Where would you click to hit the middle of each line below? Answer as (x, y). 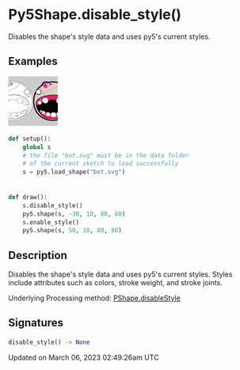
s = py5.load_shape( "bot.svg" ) (74, 172)
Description (38, 255)
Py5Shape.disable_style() (95, 15)
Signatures (36, 323)
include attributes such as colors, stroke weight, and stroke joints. (116, 283)
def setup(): (30, 139)
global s (37, 147)
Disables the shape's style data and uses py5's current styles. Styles (120, 274)
